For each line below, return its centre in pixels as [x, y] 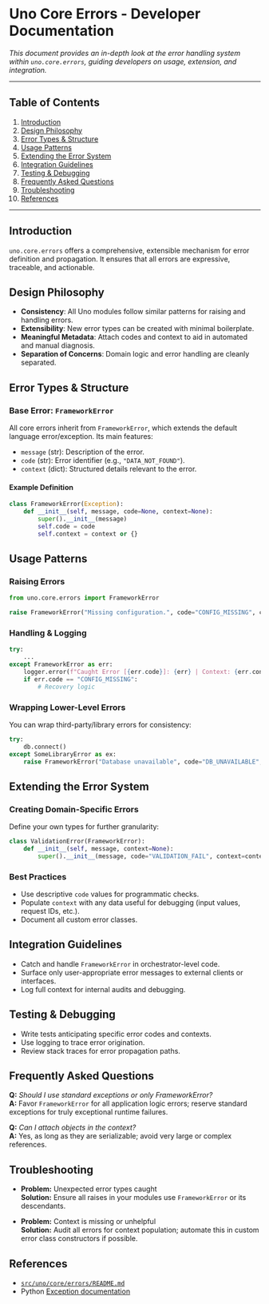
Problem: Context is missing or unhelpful [88, 1222]
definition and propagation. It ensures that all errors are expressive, [120, 259]
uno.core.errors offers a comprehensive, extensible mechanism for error [129, 250]
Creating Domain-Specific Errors [74, 809]
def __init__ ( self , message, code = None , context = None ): [119, 512]
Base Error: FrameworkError [61, 410]
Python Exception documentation [75, 1291]
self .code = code [66, 526]
